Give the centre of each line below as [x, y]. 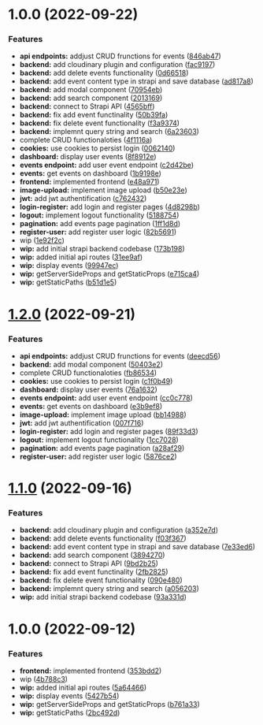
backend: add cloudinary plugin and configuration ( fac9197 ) [117, 65]
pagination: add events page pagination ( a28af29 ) [102, 448]
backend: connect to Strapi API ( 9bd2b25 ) [89, 563]
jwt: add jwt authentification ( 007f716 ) [81, 422]
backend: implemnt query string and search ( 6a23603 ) [109, 132]
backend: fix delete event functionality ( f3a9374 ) [99, 123]
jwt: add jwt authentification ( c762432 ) [83, 199]
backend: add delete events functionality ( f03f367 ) [103, 538]
